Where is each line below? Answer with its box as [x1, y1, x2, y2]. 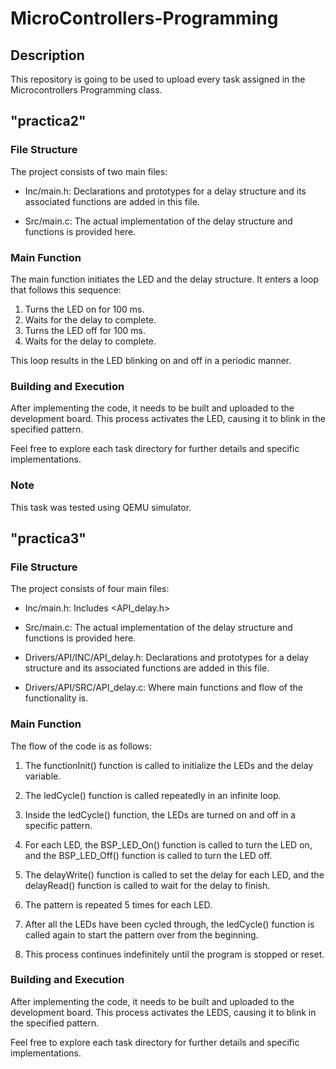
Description [10, 47, 85, 64]
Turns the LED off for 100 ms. [24, 324, 147, 336]
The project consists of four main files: [10, 583, 170, 595]
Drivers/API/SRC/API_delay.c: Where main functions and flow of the [24, 682, 304, 694]
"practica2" [10, 113, 87, 130]
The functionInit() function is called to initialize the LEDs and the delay [24, 759, 314, 771]
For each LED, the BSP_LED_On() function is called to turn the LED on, [24, 838, 313, 851]
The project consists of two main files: [10, 165, 168, 177]
